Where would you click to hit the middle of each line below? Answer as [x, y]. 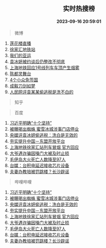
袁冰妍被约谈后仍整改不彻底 [37, 61]
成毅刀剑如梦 [22, 86]
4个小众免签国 [24, 80]
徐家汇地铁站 [22, 49]
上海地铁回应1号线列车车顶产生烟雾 [45, 68]
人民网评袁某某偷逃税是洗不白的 [41, 92]
